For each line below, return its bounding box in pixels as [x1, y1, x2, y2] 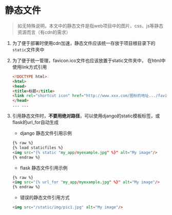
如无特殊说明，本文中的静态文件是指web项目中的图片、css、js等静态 [17, 23, 164, 29]
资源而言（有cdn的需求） [17, 29, 71, 35]
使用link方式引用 [12, 64, 47, 70]
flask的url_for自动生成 [12, 119, 59, 126]
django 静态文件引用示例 [20, 130, 72, 136]
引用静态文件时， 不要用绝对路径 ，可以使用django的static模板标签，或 [12, 113, 160, 119]
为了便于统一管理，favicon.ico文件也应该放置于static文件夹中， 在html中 [12, 57, 166, 63]
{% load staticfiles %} [12, 145, 64, 150]
